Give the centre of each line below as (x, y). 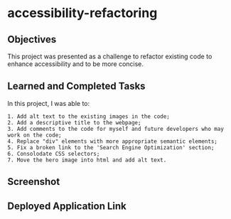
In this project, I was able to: (49, 103)
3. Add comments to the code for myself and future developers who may (116, 129)
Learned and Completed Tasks (76, 86)
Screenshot (34, 182)
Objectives (32, 39)
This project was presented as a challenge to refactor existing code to (110, 56)
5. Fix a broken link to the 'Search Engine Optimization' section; (111, 147)
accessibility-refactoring (82, 13)
